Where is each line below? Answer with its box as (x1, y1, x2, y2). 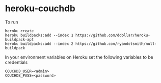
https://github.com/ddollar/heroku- (75, 33, 151, 38)
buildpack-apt (5, 37, 34, 42)
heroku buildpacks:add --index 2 (5, 41, 74, 46)
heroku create (5, 28, 34, 33)
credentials (5, 59, 28, 65)
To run (5, 19, 19, 25)
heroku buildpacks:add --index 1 (5, 33, 74, 38)
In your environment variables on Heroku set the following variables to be (5, 54, 154, 60)
